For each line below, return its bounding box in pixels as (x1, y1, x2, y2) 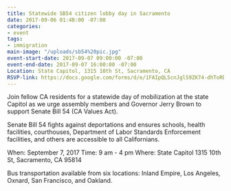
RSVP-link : (7, 74, 38, 81)
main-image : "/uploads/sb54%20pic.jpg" (7, 49, 122, 56)
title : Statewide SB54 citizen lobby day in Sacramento (7, 10, 170, 17)
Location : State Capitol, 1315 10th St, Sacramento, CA (7, 67, 170, 74)
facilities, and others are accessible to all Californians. (7, 135, 160, 144)
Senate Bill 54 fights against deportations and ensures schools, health (7, 121, 206, 129)
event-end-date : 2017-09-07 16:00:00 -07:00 (7, 61, 137, 68)
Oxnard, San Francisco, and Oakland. (7, 177, 113, 185)
